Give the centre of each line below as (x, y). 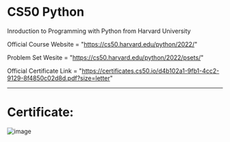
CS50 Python (46, 12)
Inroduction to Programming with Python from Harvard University (99, 31)
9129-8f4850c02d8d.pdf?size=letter (59, 78)
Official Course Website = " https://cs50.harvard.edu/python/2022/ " (102, 44)
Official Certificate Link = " (44, 71)
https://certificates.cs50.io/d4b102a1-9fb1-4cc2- (151, 71)
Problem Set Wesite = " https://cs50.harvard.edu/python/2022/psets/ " (105, 57)
